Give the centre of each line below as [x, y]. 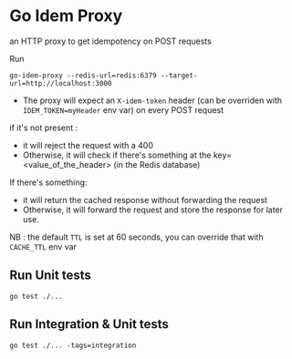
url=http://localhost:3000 [61, 83]
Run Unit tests [50, 276]
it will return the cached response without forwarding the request [145, 200]
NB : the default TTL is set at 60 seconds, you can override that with [136, 237]
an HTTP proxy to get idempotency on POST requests [110, 41]
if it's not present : [44, 128]
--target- [179, 75]
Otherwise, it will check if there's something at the [117, 155]
